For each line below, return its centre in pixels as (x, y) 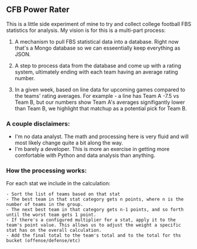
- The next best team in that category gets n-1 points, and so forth (95, 210)
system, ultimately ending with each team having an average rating (96, 72)
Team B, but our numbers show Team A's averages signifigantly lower (100, 102)
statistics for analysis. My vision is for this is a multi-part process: (86, 30)
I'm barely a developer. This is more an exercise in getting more (92, 149)
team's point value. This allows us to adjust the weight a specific (94, 225)
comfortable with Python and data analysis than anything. (85, 155)
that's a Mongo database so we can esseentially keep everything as (97, 48)
